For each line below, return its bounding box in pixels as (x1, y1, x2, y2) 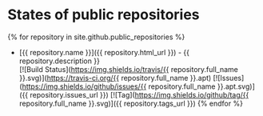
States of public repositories (7, 6, 201, 24)
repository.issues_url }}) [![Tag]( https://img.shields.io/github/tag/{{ (30, 90, 249, 99)
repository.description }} (18, 56, 101, 66)
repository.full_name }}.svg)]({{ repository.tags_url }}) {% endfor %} (18, 98, 243, 108)
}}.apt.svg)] (217, 82, 255, 91)
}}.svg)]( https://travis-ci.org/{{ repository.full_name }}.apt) (18, 73, 212, 82)
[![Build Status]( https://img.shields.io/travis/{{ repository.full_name (18, 64, 239, 74)
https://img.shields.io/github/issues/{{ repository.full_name (22, 82, 217, 91)
